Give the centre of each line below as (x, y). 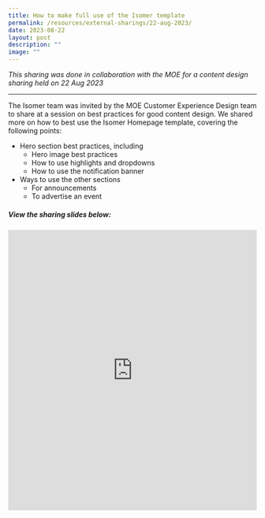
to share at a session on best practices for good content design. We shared (131, 114)
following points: (35, 130)
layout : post (30, 37)
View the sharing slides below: (60, 214)
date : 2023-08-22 (37, 30)
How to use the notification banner (88, 171)
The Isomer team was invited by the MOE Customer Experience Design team (132, 106)
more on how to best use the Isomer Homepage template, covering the (123, 122)
